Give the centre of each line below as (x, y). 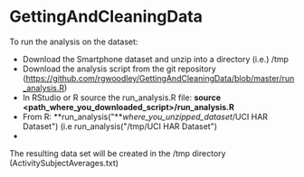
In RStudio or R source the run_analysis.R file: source (122, 98)
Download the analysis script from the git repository (119, 69)
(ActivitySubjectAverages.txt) (64, 163)
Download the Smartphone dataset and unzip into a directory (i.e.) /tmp (156, 59)
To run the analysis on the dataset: (74, 42)
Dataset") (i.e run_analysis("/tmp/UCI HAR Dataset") (120, 126)
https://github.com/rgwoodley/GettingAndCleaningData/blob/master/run (160, 78)
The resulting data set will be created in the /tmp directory (118, 153)
